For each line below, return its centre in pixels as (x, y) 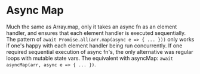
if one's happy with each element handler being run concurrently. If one (94, 46)
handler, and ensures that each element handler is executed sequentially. (96, 33)
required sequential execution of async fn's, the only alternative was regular (100, 52)
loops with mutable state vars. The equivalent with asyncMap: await (90, 58)
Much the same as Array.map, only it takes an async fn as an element (92, 27)
